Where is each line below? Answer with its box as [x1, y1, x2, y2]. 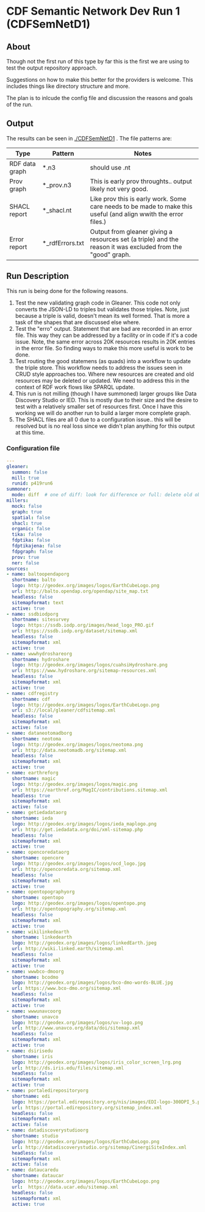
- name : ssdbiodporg [6, 611, 59, 617]
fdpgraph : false [12, 548, 53, 555]
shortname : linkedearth [12, 934, 72, 940]
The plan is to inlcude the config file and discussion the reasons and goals [6, 95, 193, 101]
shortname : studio [12, 1133, 59, 1139]
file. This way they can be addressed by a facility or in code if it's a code [15, 331, 198, 339]
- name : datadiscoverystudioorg [6, 1127, 88, 1133]
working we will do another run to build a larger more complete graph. [15, 409, 191, 416]
